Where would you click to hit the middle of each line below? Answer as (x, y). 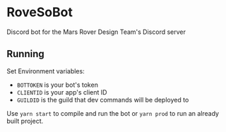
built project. (25, 121)
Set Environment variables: (46, 71)
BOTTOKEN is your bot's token (57, 85)
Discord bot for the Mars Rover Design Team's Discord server (96, 32)
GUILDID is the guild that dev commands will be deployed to (103, 100)
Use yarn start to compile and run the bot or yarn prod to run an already (113, 113)
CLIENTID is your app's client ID (62, 92)
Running (26, 54)
